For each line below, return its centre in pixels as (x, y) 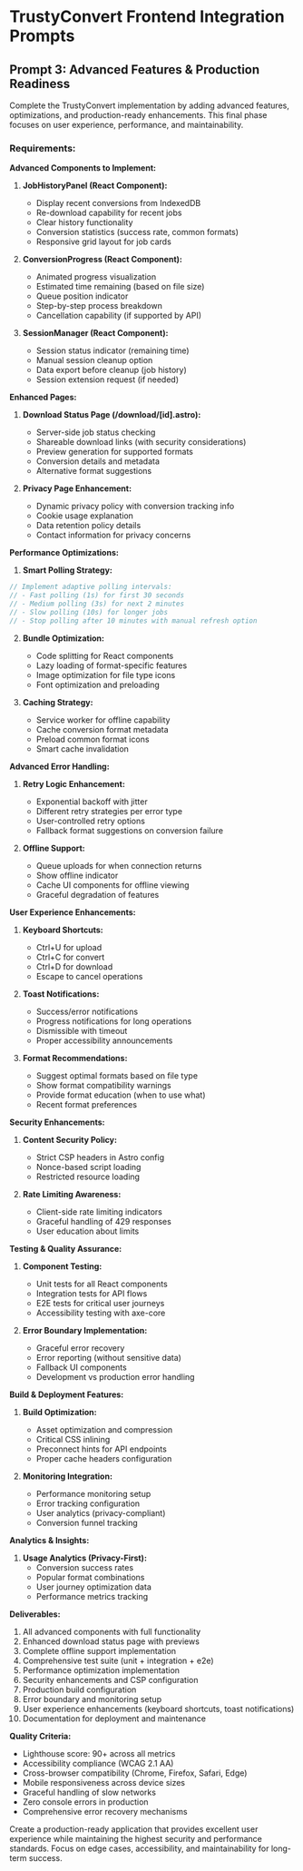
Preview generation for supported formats (114, 452)
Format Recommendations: (75, 1058)
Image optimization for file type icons (106, 675)
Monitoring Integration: (68, 1476)
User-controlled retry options (90, 821)
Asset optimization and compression (104, 1429)
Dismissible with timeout (82, 1030)
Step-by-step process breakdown (99, 306)
